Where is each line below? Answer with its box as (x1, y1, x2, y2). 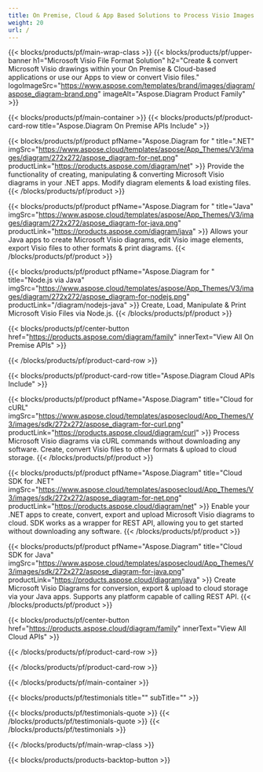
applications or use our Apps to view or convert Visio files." (8, 72, 200, 82)
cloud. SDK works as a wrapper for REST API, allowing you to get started (8, 518, 243, 528)
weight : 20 (8, 19, 44, 27)
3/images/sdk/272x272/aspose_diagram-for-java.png (8, 567, 182, 576)
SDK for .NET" (8, 477, 55, 486)
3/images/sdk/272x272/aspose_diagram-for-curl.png (8, 419, 181, 429)
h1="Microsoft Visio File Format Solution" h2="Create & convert (32, 56, 238, 65)
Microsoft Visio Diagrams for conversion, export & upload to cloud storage (8, 584, 249, 593)
